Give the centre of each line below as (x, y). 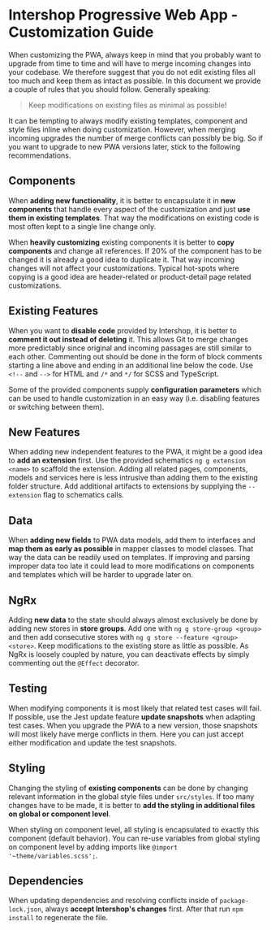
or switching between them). (56, 406)
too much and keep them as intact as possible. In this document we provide (135, 80)
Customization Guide (81, 32)
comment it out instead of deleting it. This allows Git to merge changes (129, 339)
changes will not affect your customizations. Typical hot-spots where (124, 268)
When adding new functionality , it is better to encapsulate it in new (122, 200)
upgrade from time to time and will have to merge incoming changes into (130, 63)
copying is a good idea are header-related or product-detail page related (130, 276)
